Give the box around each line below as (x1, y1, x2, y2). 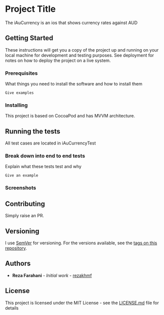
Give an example (5, 173, 38, 178)
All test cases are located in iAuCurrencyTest (5, 140, 96, 146)
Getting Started (5, 34, 54, 42)
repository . (5, 245, 27, 251)
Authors (5, 259, 31, 268)
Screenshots (5, 184, 36, 191)
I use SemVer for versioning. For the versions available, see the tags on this (5, 240, 157, 246)
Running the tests (5, 127, 60, 136)
